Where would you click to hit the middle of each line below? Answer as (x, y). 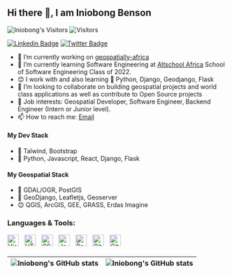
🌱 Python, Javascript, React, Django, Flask (78, 159)
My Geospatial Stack (38, 174)
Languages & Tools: (41, 223)
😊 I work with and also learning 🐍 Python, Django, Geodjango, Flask (116, 79)
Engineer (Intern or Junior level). (64, 108)
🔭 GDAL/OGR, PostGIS (50, 190)
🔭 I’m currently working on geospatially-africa (83, 57)
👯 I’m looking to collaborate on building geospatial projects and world (117, 86)
